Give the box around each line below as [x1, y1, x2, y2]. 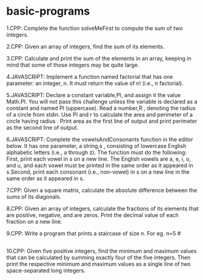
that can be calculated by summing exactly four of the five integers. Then [6, 254, 191, 261]
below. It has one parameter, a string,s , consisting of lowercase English [6, 142, 187, 149]
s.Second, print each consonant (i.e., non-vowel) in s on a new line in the [6, 168, 190, 175]
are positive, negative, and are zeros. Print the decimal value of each [6, 211, 179, 218]
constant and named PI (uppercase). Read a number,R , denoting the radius [6, 104, 196, 111]
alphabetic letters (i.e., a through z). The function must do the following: [6, 149, 187, 156]
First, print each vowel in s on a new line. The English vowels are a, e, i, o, [6, 155, 191, 163]
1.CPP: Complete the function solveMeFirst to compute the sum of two [6, 24, 183, 32]
